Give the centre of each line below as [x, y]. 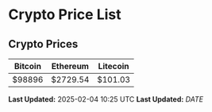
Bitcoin [28, 66]
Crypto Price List [65, 15]
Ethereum [70, 66]
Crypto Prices [43, 44]
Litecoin [114, 66]
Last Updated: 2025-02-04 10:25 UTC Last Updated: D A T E [106, 99]
